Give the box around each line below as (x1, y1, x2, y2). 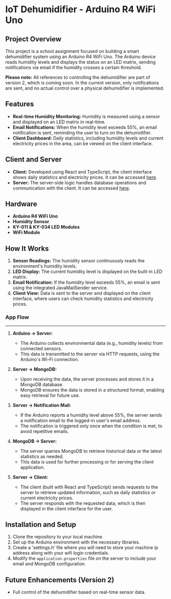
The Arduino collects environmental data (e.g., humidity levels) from (20, 340, 163, 346)
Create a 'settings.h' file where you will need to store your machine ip (12, 544, 159, 551)
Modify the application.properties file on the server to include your (12, 555, 157, 561)
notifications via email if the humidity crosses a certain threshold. (5, 65, 142, 70)
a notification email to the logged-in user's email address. (20, 417, 141, 423)
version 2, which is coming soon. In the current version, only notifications (5, 80, 159, 86)
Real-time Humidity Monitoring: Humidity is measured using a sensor (12, 113, 160, 119)
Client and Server (5, 155, 62, 164)
